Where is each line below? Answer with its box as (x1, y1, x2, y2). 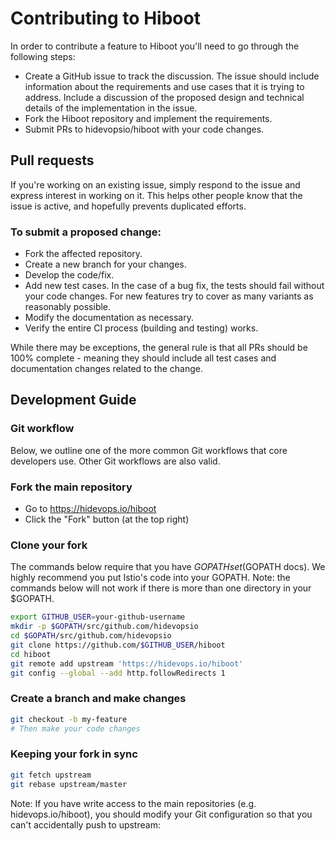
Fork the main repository (10, 480, 133, 494)
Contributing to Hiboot (10, 7, 201, 30)
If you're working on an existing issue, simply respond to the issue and (10, 178, 301, 191)
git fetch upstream (10, 770, 92, 780)
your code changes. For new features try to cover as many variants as (24, 290, 314, 302)
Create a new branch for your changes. (24, 258, 187, 271)
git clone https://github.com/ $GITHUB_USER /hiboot (10, 640, 226, 650)
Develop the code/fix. (24, 269, 115, 281)
